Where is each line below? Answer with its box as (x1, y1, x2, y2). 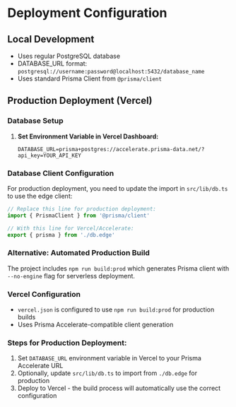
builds (17, 313, 36, 322)
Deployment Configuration (7, 5, 167, 21)
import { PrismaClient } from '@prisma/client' (7, 212, 151, 219)
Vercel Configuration (7, 289, 81, 299)
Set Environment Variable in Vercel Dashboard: (17, 132, 159, 141)
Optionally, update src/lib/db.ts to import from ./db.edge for (17, 369, 198, 377)
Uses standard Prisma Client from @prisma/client (17, 74, 163, 83)
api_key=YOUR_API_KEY (17, 152, 81, 159)
